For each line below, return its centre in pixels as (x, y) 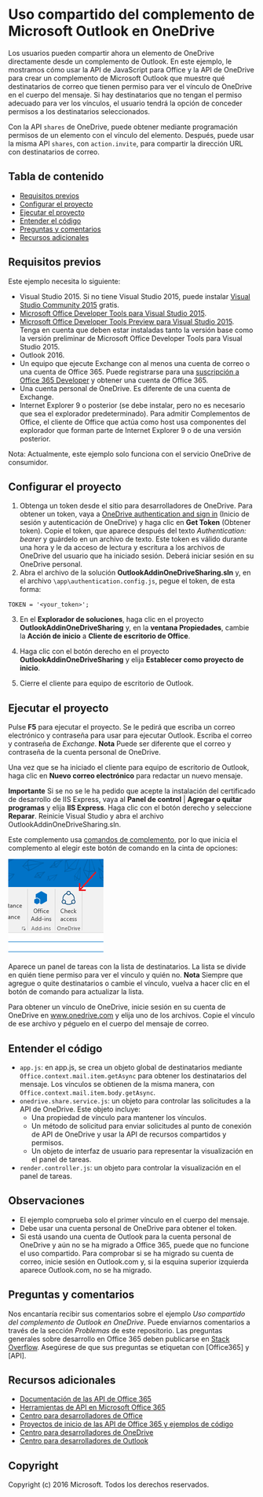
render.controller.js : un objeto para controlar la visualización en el (130, 1168)
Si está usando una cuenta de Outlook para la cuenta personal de (125, 1236)
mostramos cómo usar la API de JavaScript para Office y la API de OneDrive (131, 69)
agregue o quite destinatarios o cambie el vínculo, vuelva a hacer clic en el (129, 983)
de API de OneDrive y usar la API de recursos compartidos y (129, 1134)
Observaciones (46, 1201)
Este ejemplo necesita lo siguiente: (64, 281)
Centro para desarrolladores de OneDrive (86, 1432)
